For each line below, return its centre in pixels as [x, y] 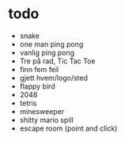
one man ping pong [51, 44]
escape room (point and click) [68, 128]
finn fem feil [39, 69]
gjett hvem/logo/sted [54, 78]
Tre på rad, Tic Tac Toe [58, 61]
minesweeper [42, 111]
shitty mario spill [46, 120]
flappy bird [37, 86]
